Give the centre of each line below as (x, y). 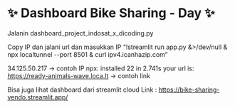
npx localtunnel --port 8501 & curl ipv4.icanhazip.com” (88, 54)
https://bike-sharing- (189, 90)
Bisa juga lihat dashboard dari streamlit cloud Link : (82, 90)
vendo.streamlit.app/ (38, 97)
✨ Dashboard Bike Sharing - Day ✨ (111, 13)
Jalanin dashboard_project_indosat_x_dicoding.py (80, 33)
